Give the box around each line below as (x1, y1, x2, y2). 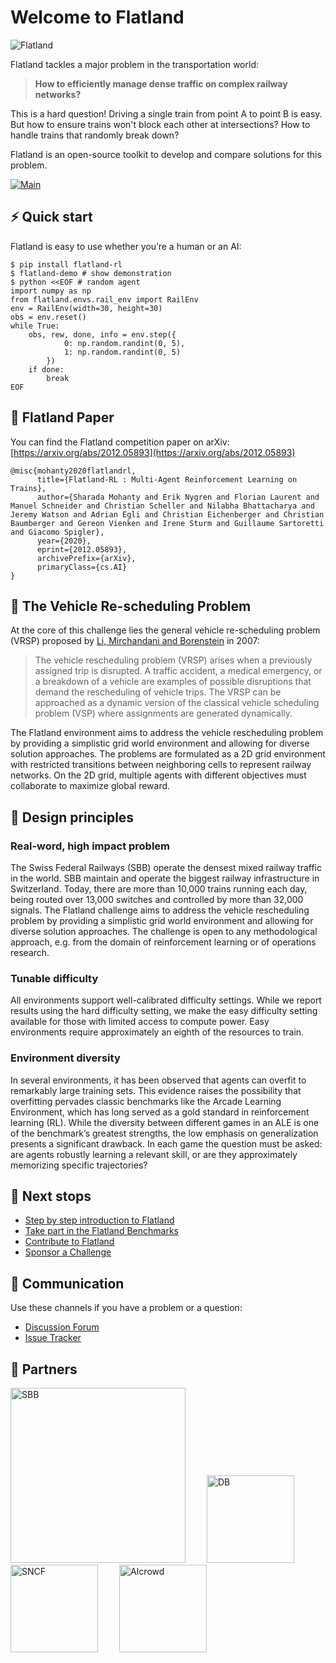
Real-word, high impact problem (10, 839, 171, 853)
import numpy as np (10, 286, 92, 296)
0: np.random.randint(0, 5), (63, 338, 186, 348)
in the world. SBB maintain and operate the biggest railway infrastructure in (10, 872, 320, 885)
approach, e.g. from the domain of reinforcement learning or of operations (10, 936, 317, 948)
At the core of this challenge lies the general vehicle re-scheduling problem (10, 624, 321, 636)
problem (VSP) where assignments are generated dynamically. (34, 707, 293, 720)
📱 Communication (10, 1275, 125, 1292)
